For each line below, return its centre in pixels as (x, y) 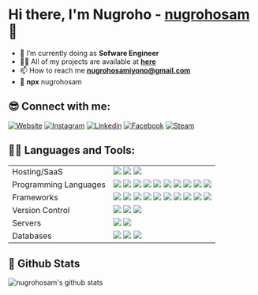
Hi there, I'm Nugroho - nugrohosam (129, 15)
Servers (27, 222)
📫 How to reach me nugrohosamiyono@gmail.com (105, 70)
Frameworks (35, 197)
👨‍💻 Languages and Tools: (72, 150)
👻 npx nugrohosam (51, 81)
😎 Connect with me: (59, 107)
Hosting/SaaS (37, 171)
